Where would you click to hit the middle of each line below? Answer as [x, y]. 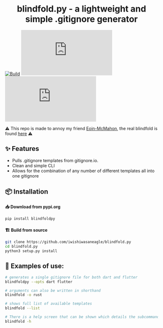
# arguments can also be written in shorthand [53, 291]
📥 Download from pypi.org [33, 207]
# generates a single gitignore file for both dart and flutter [71, 277]
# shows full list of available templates [49, 304]
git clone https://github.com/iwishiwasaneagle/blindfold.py [68, 242]
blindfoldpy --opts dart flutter [39, 282]
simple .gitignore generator [81, 19]
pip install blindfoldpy [30, 219]
